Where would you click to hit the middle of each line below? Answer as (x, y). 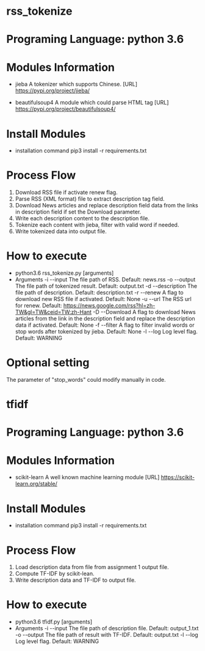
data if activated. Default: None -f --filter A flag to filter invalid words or (105, 325)
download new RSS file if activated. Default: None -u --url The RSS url (103, 299)
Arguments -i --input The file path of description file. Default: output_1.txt (107, 628)
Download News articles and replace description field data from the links (106, 206)
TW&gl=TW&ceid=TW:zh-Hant (53, 312)
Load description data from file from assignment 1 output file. (92, 567)
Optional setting (48, 363)
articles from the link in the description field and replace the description (105, 319)
